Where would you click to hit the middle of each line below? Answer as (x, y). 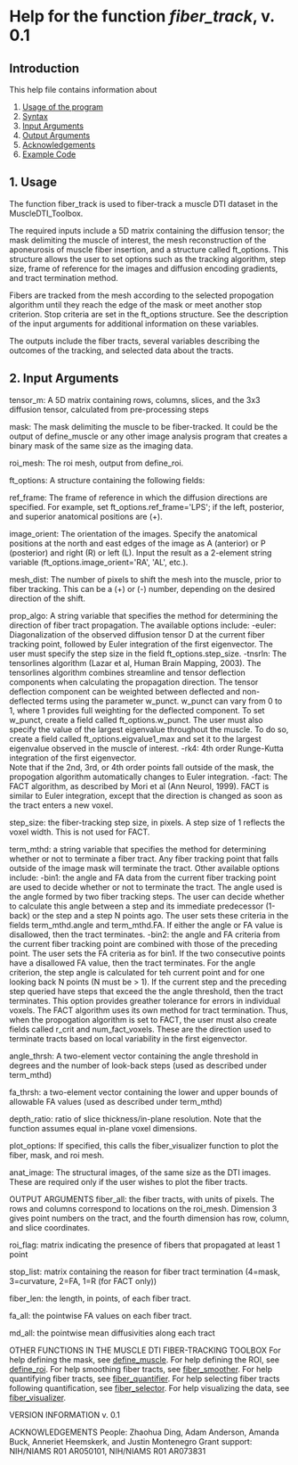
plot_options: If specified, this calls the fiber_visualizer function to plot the (144, 1145)
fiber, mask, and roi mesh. (57, 1155)
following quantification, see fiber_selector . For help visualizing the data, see (149, 1387)
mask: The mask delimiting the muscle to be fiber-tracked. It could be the (144, 426)
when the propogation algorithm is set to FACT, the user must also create (143, 1019)
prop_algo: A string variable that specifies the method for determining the (144, 615)
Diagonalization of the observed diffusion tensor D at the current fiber (137, 634)
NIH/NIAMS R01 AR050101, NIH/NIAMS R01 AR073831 (108, 1451)
